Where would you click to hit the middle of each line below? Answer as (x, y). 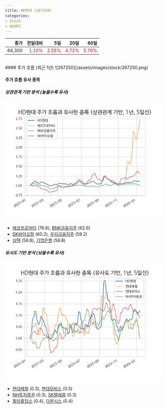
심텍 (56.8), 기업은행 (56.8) (39, 240)
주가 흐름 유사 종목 (23, 80)
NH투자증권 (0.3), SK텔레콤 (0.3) (44, 395)
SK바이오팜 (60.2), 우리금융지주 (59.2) (50, 234)
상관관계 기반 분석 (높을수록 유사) (37, 92)
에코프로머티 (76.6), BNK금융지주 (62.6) (51, 228)
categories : (17, 16)
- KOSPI (13, 26)
